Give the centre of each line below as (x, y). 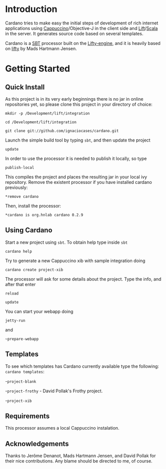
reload (12, 293)
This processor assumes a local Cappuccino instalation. (62, 428)
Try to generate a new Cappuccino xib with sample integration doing (75, 261)
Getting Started (38, 69)
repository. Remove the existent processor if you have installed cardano (79, 182)
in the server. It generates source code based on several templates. (74, 33)
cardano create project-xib (34, 270)
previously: (17, 187)
